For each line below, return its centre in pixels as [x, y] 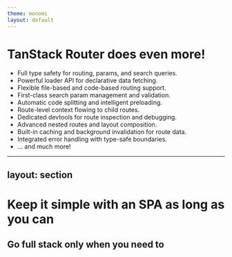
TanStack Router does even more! [106, 54]
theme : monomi [28, 13]
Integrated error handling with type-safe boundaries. [92, 140]
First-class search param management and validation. [94, 95]
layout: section [40, 174]
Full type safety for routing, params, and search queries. [97, 73]
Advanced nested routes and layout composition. [87, 124]
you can [31, 219]
